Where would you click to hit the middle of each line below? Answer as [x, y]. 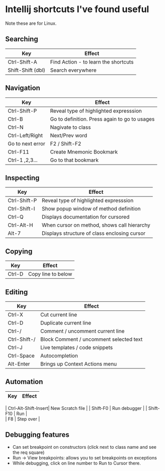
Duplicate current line [66, 323]
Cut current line [58, 315]
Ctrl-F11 [18, 151]
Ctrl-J [15, 348]
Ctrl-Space [21, 356]
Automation [24, 382]
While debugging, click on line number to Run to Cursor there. [76, 463]
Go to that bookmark [74, 160]
